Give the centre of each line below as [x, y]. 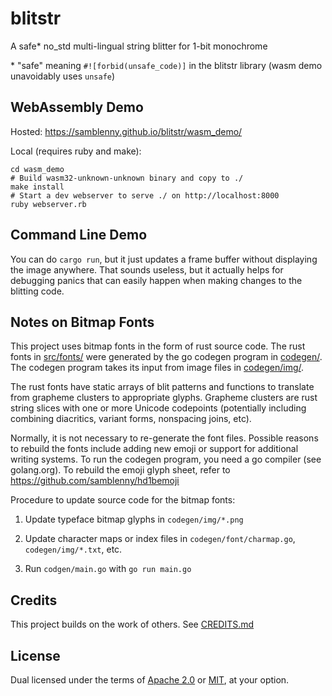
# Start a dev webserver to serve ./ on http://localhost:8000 [145, 195]
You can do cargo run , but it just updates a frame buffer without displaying [164, 259]
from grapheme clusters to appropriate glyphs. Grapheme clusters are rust [164, 398]
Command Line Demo [79, 235]
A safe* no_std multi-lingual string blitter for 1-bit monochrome [139, 46]
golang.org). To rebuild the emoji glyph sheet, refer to [120, 470]
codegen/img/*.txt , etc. [73, 549]
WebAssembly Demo [77, 107]
